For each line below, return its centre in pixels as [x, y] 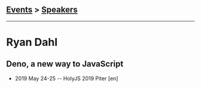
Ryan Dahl [32, 42]
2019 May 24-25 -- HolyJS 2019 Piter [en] [66, 78]
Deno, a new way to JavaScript [65, 64]
